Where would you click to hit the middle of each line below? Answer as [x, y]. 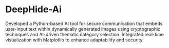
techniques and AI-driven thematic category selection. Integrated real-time [85, 34]
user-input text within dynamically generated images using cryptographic [83, 29]
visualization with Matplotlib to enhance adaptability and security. [74, 40]
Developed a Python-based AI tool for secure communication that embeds [84, 23]
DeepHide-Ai [33, 9]
